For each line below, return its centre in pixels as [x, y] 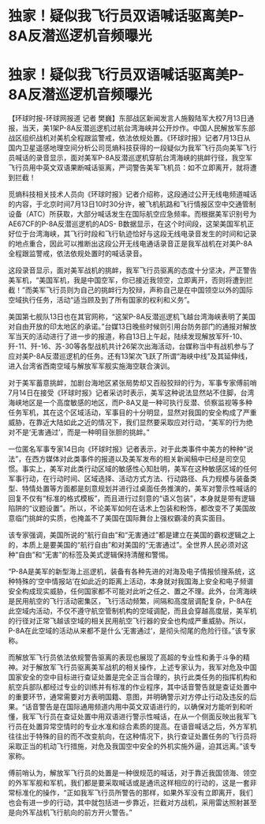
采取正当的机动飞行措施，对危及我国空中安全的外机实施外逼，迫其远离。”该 [129, 747]
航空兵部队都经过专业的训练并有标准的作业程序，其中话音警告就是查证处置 [129, 687]
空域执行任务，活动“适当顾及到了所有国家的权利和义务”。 [101, 300]
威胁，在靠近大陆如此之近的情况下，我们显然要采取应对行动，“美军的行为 [127, 423]
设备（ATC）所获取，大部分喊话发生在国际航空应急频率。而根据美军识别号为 [132, 214]
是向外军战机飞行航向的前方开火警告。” [70, 813]
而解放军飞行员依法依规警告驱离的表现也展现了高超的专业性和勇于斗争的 [125, 657]
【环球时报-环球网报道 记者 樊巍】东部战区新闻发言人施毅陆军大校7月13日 [128, 119]
